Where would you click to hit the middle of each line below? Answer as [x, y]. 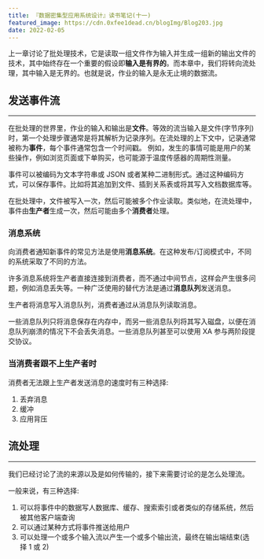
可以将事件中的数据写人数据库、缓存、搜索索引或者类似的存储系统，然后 [136, 507]
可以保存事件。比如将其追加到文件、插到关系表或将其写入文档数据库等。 [139, 184]
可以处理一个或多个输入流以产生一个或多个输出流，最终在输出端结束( [131, 537]
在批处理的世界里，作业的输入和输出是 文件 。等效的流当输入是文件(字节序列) [131, 128]
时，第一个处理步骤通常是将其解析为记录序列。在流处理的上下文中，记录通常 [132, 138]
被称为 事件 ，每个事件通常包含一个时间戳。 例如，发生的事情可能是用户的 [126, 148]
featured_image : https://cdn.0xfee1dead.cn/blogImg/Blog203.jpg [115, 23]
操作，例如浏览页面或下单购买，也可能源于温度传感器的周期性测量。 [125, 157]
